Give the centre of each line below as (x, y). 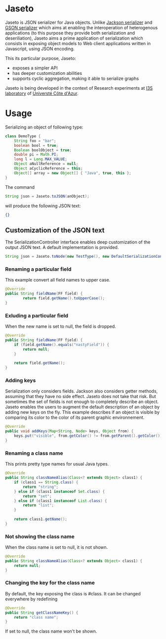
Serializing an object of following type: (44, 127)
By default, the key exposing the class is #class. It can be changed (73, 593)
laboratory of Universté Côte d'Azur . (42, 93)
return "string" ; (41, 487)
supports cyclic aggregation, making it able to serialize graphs (76, 78)
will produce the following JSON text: (43, 206)
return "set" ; (37, 496)
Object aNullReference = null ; (46, 164)
